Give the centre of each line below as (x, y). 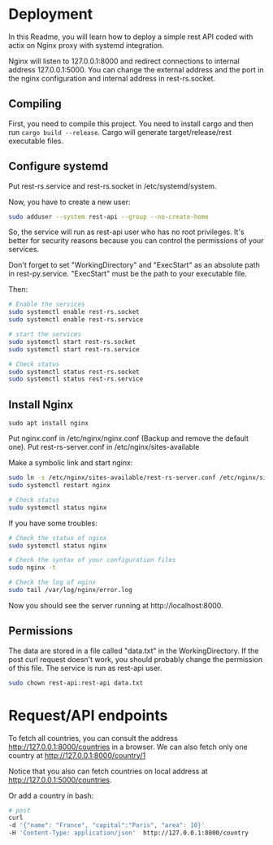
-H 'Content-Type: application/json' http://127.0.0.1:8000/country (129, 833)
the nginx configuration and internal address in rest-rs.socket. (112, 78)
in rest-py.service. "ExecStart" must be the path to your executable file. (128, 274)
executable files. (36, 141)
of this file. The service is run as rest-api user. (85, 668)
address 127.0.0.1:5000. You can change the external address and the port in (136, 69)
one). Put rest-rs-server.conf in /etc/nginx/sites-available (104, 447)
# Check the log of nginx (52, 582)
